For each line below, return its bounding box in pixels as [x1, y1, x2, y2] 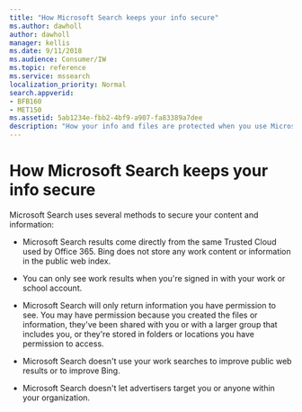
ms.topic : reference [9, 64, 87, 73]
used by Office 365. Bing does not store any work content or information [22, 246, 292, 256]
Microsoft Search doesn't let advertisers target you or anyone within [22, 382, 276, 393]
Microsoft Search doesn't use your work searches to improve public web [22, 355, 292, 366]
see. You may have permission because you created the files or [22, 309, 258, 320]
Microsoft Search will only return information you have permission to [22, 300, 277, 310]
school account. [22, 282, 83, 293]
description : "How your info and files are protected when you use [9, 122, 268, 131]
